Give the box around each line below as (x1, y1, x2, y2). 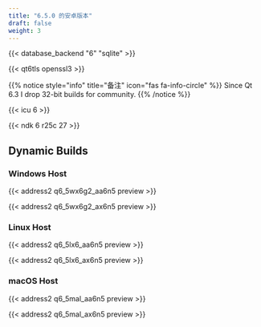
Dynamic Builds (8, 143, 88, 157)
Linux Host (8, 221, 51, 232)
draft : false (8, 19, 52, 27)
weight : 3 (8, 26, 42, 34)
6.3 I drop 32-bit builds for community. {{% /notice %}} (8, 90, 191, 99)
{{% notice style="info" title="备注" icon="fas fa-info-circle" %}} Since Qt (8, 81, 253, 91)
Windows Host (8, 168, 67, 179)
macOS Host (8, 276, 59, 287)
